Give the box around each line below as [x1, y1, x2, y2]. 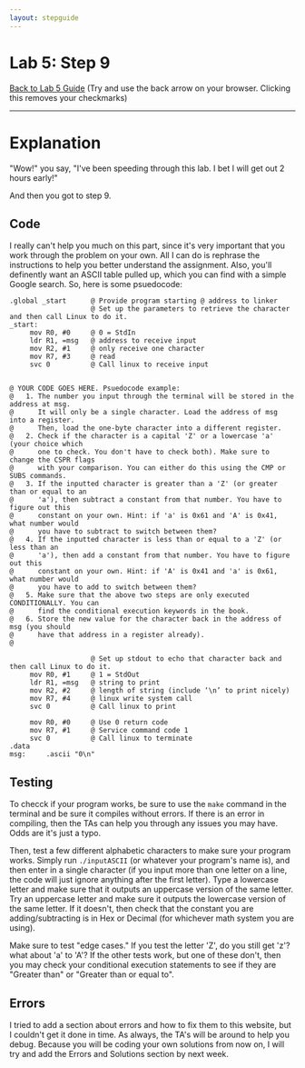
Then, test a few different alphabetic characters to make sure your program [9, 845, 291, 856]
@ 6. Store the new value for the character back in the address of [9, 614, 282, 624]
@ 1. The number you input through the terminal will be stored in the [9, 392, 295, 401]
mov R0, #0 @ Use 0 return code [29, 718, 169, 727]
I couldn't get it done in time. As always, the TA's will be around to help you [9, 1029, 290, 1040]
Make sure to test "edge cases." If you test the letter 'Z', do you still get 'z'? [9, 940, 290, 951]
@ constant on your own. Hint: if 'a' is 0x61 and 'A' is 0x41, [9, 511, 279, 521]
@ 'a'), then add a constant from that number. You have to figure [9, 551, 290, 560]
